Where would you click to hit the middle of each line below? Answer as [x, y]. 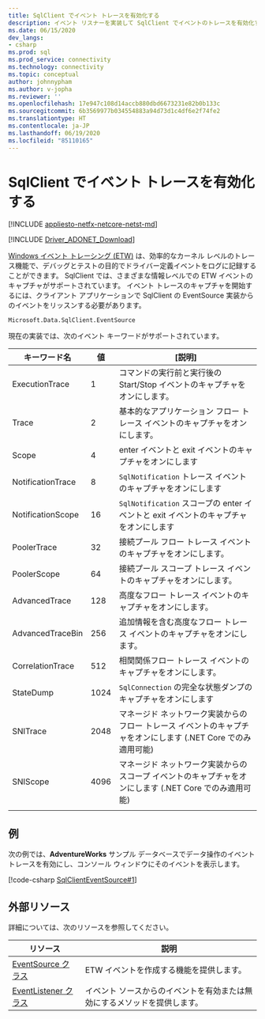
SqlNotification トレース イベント [183, 477]
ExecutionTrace [41, 384]
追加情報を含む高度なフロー [170, 622]
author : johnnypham [40, 81]
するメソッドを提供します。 [152, 1003]
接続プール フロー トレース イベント [185, 542]
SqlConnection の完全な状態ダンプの [185, 688]
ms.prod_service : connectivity [60, 60]
